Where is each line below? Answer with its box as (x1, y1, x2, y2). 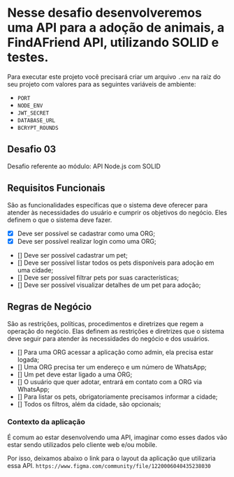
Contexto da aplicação (7, 417, 85, 427)
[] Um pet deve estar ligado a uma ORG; (17, 370, 133, 379)
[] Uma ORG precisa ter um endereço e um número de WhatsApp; (17, 362, 207, 371)
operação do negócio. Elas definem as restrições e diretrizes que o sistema (7, 327, 225, 335)
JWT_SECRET (17, 110, 50, 117)
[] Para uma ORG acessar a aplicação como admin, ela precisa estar (17, 348, 214, 356)
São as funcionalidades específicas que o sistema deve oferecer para (7, 200, 208, 209)
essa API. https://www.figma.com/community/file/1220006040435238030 (7, 461, 211, 469)
